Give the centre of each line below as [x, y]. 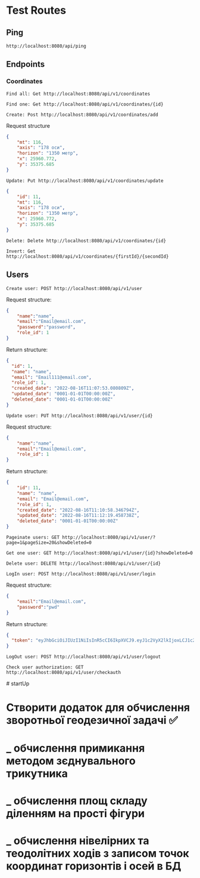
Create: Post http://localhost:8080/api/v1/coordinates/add [82, 115]
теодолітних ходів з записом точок [98, 853]
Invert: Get [21, 251]
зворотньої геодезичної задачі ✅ [92, 720]
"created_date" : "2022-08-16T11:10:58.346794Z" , [78, 510]
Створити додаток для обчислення [98, 708]
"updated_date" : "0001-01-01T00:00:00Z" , [64, 394]
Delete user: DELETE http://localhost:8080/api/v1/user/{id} [84, 563]
